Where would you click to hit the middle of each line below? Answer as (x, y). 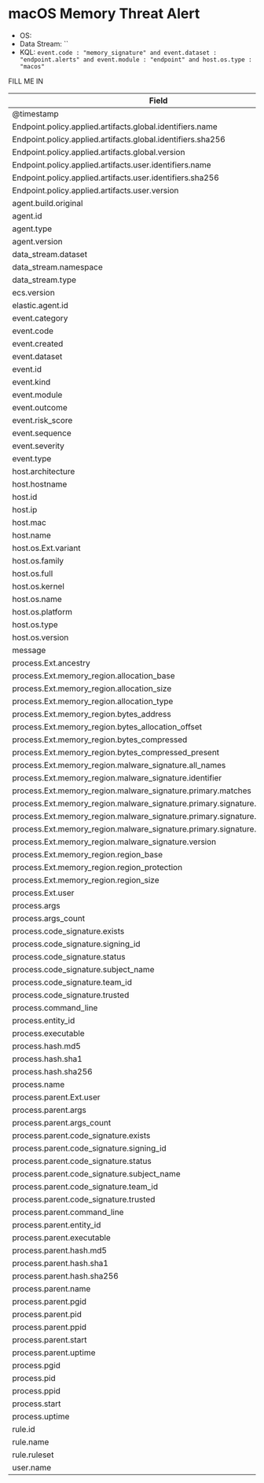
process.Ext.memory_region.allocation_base (93, 675)
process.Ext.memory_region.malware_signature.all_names (119, 765)
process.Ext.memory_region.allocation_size (92, 688)
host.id (25, 497)
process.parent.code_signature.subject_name (96, 1173)
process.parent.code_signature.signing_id (89, 1148)
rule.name (31, 1441)
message (29, 650)
